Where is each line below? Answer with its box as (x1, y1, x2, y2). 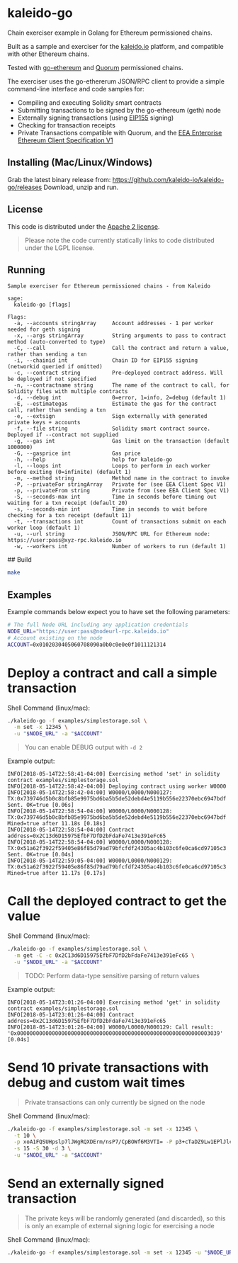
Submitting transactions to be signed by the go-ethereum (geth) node (17, 106, 221, 114)
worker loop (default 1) (7, 524, 81, 532)
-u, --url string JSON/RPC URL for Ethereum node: (13, 531, 211, 538)
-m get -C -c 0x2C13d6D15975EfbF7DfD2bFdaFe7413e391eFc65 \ (13, 951, 195, 959)
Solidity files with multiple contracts (7, 388, 129, 395)
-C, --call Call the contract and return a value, (13, 345, 230, 352)
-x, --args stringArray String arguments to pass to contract (13, 332, 227, 339)
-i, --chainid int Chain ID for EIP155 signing (13, 357, 198, 364)
